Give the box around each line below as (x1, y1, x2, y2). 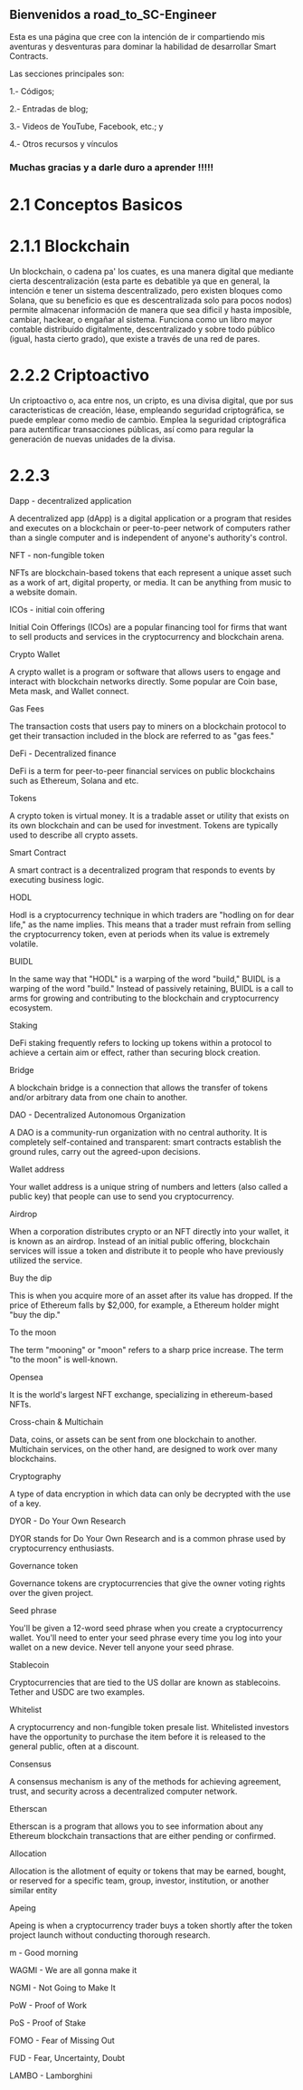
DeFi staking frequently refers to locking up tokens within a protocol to (9, 1037, 272, 1048)
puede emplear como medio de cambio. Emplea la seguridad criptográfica (9, 414, 287, 425)
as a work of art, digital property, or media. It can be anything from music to (9, 576, 292, 587)
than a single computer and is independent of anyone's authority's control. (9, 532, 288, 543)
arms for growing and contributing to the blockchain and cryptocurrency (9, 992, 279, 1003)
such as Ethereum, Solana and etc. (9, 775, 139, 786)
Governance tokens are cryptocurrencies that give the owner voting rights (9, 1577, 286, 1589)
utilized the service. (9, 1254, 83, 1265)
